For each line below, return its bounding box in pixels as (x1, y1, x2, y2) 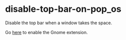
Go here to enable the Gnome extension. (5, 29, 88, 35)
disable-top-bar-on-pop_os (5, 3, 122, 15)
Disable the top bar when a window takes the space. (5, 20, 113, 26)
